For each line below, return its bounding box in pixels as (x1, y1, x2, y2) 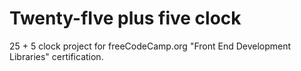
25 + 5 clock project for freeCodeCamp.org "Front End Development (9, 40, 292, 52)
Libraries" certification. (9, 50, 104, 62)
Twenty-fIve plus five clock (9, 7, 242, 30)
